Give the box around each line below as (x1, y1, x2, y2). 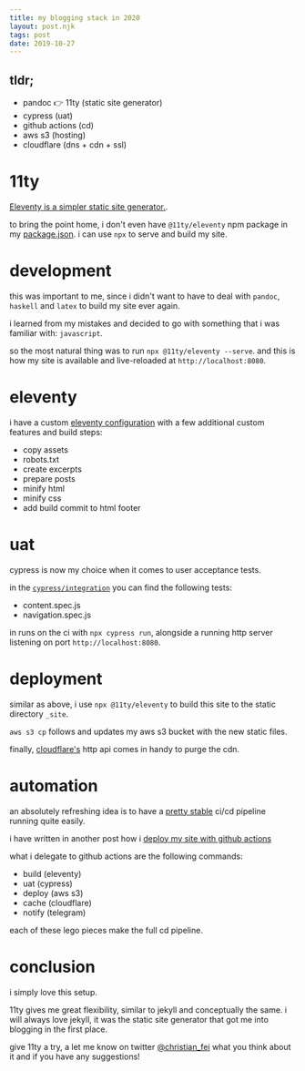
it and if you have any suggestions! (9, 1051, 141, 1062)
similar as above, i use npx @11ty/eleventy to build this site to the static (9, 699, 276, 709)
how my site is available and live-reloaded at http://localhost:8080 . (9, 354, 267, 365)
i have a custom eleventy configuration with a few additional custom (9, 416, 265, 428)
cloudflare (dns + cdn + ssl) (22, 139, 127, 150)
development (9, 260, 112, 281)
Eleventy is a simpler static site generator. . (9, 201, 168, 212)
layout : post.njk (9, 22, 76, 31)
